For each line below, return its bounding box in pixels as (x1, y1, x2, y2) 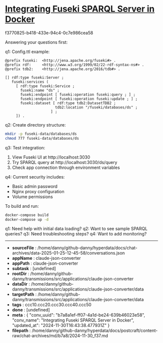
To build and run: (5, 203, 39, 209)
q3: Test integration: (5, 144, 45, 150)
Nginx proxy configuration (12, 188, 65, 194)
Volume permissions (12, 194, 53, 199)
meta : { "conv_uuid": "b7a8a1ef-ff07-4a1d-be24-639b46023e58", (12, 312, 146, 318)
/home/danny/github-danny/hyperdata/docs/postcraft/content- (32, 327, 158, 334)
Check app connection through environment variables (12, 164, 120, 170)
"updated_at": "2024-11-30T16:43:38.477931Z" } (12, 323, 110, 328)
